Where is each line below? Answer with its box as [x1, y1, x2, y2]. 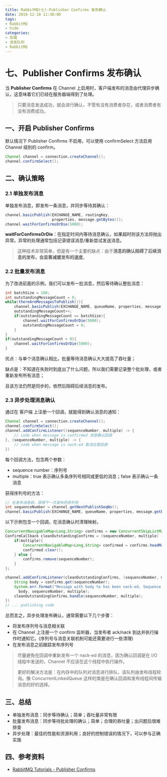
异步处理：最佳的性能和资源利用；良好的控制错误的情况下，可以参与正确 [12, 730, 161, 736]
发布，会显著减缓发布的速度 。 [26, 254, 87, 260]
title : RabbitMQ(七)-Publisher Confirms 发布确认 [5, 7, 106, 12]
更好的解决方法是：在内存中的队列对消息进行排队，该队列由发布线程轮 [17, 669, 162, 675]
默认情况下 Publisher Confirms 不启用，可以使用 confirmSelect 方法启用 [5, 138, 153, 144]
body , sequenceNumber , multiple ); [18, 589, 90, 594]
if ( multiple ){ [14, 538, 43, 543]
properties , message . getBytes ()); [52, 217, 123, 222]
